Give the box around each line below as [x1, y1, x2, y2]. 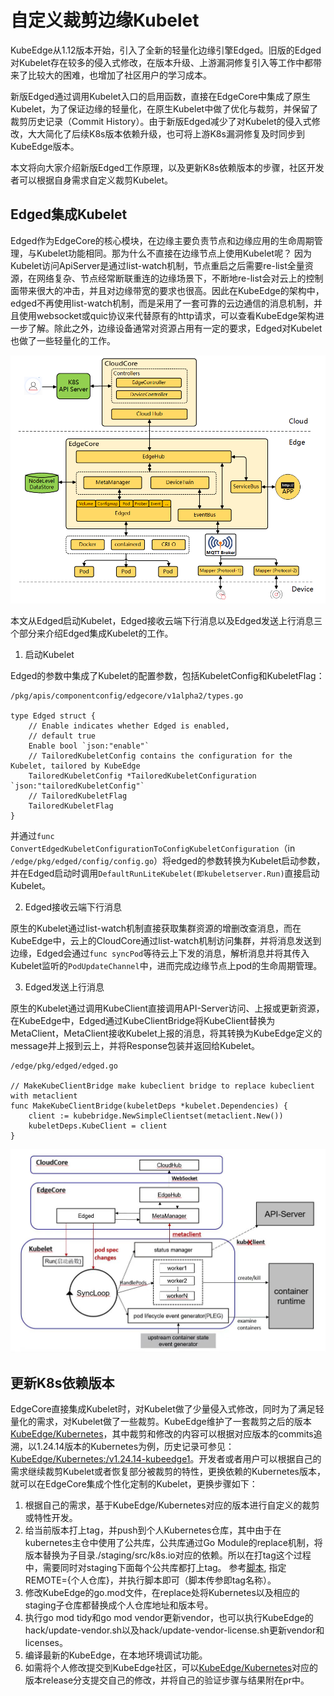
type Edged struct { [10, 711, 97, 721]
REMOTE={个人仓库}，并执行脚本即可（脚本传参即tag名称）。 [24, 1574, 277, 1586]
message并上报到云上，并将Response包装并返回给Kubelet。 [10, 1039, 261, 1051]
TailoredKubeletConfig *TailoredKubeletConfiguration [28, 771, 257, 781]
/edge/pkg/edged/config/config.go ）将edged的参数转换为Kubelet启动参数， [10, 854, 326, 866]
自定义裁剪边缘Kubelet [10, 9, 200, 32]
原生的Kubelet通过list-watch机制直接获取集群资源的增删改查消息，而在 [10, 922, 302, 934]
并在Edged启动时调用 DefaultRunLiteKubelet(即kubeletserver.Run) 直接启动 [10, 867, 320, 879]
